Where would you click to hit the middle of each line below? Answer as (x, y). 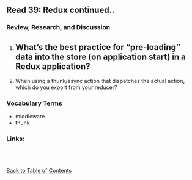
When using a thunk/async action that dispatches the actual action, (100, 81)
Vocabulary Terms (34, 103)
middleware (30, 117)
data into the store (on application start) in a (101, 56)
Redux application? (53, 66)
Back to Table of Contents (39, 170)
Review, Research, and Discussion (58, 27)
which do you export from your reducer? (66, 87)
